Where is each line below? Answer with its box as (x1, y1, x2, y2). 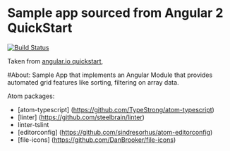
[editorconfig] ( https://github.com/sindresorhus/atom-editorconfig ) (17, 128, 213, 136)
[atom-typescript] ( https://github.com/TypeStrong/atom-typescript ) (17, 105, 215, 114)
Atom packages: (7, 92, 55, 100)
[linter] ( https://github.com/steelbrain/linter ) (17, 113, 145, 121)
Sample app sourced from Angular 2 (7, 5, 224, 21)
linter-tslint (17, 120, 49, 128)
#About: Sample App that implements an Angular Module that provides (7, 71, 213, 79)
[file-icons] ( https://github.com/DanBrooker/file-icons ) (17, 135, 176, 144)
